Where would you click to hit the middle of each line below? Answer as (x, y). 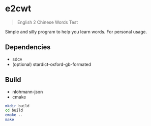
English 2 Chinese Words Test (47, 22)
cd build (14, 110)
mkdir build (17, 106)
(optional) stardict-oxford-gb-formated (52, 64)
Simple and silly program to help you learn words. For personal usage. (76, 31)
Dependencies (28, 47)
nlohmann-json (28, 92)
